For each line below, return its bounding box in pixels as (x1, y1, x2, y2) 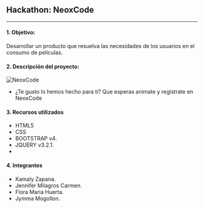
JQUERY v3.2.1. (15, 141, 54, 148)
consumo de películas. (6, 49, 63, 57)
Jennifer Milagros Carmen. (15, 182, 82, 189)
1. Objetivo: (6, 29, 35, 36)
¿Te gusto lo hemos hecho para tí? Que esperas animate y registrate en (15, 88, 194, 95)
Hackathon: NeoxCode (6, 5, 94, 15)
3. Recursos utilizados (6, 108, 64, 116)
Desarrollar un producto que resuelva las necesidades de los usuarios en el (6, 43, 195, 50)
